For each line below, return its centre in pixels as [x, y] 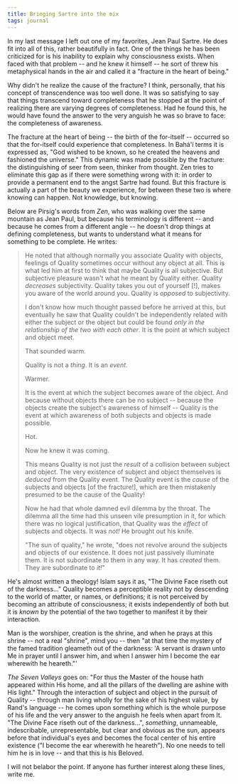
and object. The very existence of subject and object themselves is [123, 472]
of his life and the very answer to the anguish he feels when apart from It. [115, 715]
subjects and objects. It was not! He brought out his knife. [109, 531]
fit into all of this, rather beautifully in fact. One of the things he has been [114, 48]
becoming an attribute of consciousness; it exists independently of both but [118, 604]
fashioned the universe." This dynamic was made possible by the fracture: [116, 159]
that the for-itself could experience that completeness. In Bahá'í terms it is [116, 144]
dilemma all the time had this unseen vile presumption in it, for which [125, 516]
